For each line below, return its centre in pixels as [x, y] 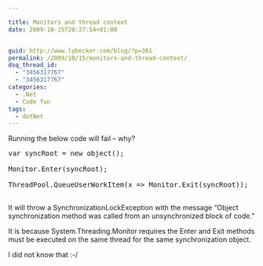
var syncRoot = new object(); [66, 153]
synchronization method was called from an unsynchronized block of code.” [131, 216]
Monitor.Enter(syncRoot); [58, 169]
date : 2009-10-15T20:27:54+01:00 [63, 29]
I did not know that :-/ [43, 255]
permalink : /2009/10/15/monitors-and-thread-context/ [98, 58]
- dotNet [29, 116]
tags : [17, 109]
